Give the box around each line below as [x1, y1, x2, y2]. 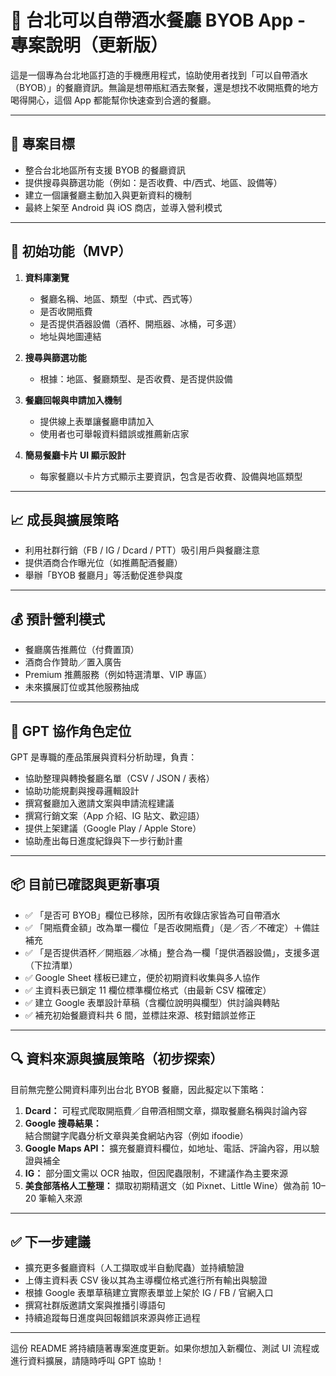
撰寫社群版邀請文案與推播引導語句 [24, 1299, 166, 1311]
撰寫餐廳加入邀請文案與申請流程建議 [24, 797, 175, 809]
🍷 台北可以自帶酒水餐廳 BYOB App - [10, 9, 307, 32]
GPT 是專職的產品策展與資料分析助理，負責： [10, 751, 198, 763]
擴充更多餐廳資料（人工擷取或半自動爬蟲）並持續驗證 [24, 1262, 245, 1274]
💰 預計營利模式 [10, 611, 106, 628]
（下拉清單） [24, 959, 78, 971]
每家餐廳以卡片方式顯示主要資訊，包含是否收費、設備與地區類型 [39, 470, 303, 482]
